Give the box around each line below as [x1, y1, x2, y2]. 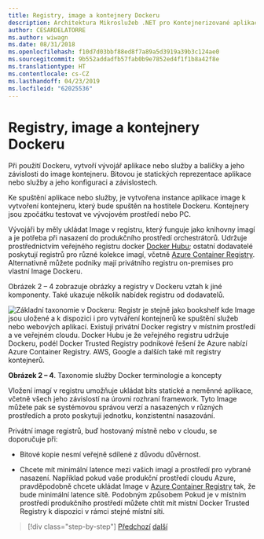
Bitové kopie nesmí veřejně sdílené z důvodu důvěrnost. [19, 449, 201, 460]
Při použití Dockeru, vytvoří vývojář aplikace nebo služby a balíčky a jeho [8, 161, 245, 170]
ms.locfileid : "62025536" [8, 84, 93, 93]
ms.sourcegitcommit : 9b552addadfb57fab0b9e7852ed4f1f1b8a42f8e [8, 56, 220, 64]
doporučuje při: [8, 434, 58, 444]
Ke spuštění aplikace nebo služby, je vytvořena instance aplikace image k [8, 193, 246, 203]
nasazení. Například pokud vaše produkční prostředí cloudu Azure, [19, 473, 236, 483]
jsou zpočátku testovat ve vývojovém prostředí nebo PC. [8, 210, 191, 219]
